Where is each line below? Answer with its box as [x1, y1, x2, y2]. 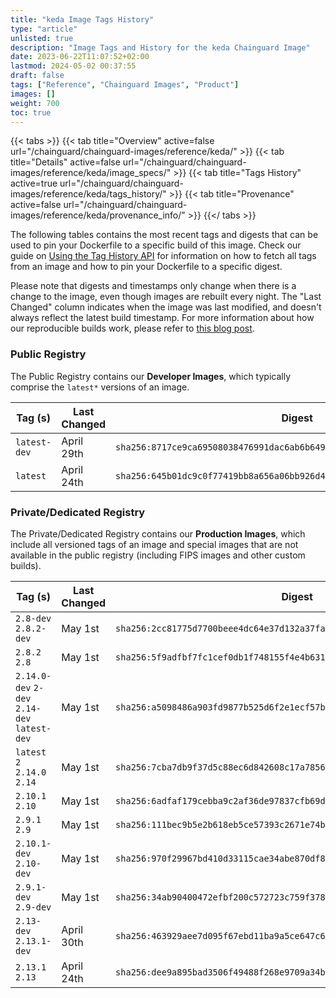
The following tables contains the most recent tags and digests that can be [10, 229, 319, 241]
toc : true [10, 107, 52, 118]
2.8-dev [15, 612, 52, 624]
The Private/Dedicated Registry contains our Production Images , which [10, 527, 306, 540]
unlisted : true [10, 33, 74, 43]
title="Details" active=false [10, 156, 121, 168]
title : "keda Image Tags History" [10, 14, 155, 25]
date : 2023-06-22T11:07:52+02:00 [10, 52, 150, 62]
